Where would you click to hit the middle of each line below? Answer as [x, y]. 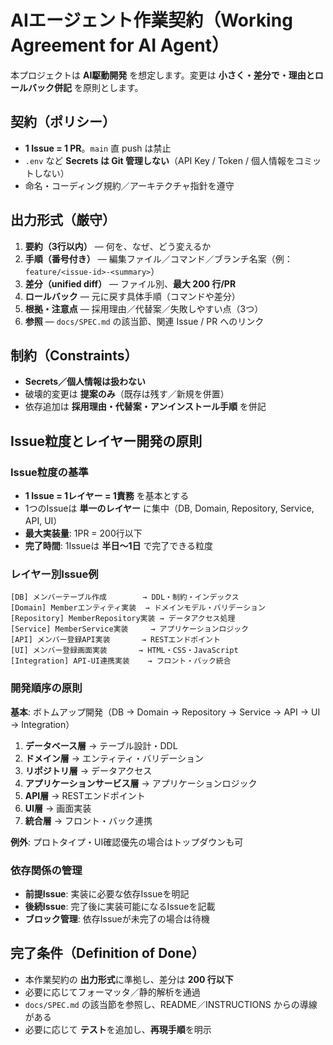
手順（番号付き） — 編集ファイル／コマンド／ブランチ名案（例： [158, 258]
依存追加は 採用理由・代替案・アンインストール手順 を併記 [145, 407]
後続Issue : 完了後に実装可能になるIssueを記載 [120, 906]
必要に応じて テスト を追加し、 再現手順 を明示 [118, 1029]
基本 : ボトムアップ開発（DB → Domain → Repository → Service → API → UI [165, 712]
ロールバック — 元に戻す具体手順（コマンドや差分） [132, 296]
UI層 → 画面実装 [58, 808]
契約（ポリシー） [63, 122]
